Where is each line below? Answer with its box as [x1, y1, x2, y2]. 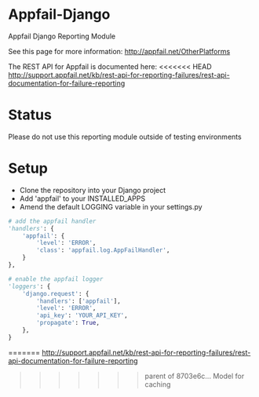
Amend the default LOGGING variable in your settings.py [19, 202, 202, 211]
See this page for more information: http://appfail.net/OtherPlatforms [8, 46, 231, 56]
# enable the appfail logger [8, 275, 104, 283]
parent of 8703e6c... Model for [144, 371, 245, 381]
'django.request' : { [22, 290, 89, 297]
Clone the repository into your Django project [19, 185, 166, 195]
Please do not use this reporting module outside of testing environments [8, 132, 242, 141]
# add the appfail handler [8, 217, 97, 225]
